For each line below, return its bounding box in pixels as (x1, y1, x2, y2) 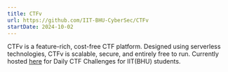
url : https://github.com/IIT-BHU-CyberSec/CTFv (7, 17, 149, 24)
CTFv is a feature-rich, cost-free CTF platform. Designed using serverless (7, 43, 221, 51)
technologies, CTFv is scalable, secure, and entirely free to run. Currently (7, 50, 220, 58)
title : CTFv (7, 10, 42, 17)
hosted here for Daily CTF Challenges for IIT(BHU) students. (7, 57, 181, 66)
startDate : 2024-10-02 (7, 23, 74, 30)
